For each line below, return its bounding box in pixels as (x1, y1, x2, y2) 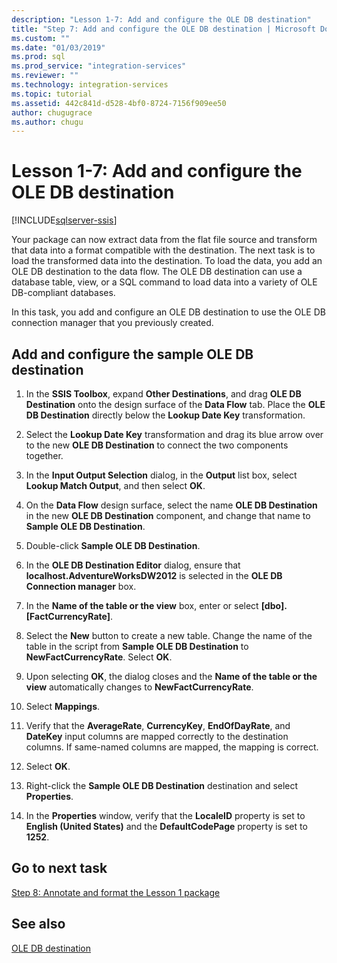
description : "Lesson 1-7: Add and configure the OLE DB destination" (11, 14, 312, 25)
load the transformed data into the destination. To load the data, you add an (11, 255, 323, 267)
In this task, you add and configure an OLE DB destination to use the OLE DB (11, 306, 326, 318)
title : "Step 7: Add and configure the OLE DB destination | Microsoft (11, 24, 316, 34)
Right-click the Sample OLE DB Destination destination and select (25, 780, 299, 791)
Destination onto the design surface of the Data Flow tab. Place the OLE (25, 399, 326, 410)
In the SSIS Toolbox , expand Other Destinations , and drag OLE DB (25, 388, 302, 400)
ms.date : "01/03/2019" (11, 42, 106, 53)
